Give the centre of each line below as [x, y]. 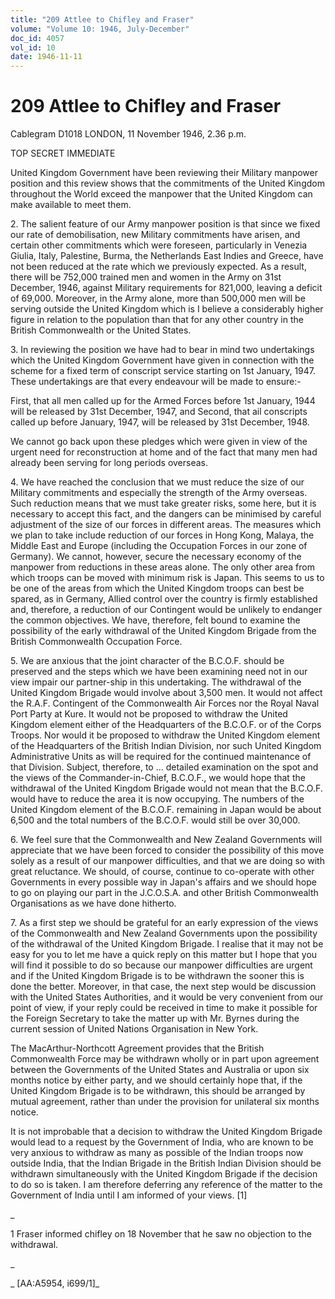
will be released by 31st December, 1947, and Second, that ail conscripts [159, 412]
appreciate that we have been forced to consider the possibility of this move [167, 850]
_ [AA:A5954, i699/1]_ [55, 1283]
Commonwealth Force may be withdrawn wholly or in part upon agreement [165, 1059]
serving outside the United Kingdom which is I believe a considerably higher [167, 309]
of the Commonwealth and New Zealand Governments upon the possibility [164, 933]
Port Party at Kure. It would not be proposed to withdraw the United [149, 714]
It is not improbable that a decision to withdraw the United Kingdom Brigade [166, 1132]
